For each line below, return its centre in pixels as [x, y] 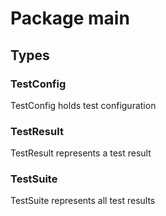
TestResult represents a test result [81, 153]
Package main [70, 18]
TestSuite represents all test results [83, 201]
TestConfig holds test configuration [83, 105]
